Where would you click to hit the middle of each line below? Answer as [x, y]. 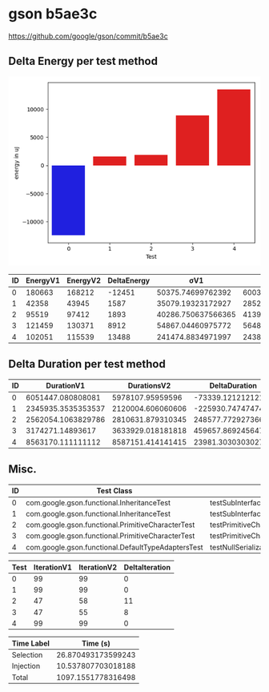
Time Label [31, 643]
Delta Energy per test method [83, 61]
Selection [27, 655]
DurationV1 [66, 386]
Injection [26, 666]
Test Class [114, 491]
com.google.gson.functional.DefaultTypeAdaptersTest [114, 547]
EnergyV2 [84, 280]
